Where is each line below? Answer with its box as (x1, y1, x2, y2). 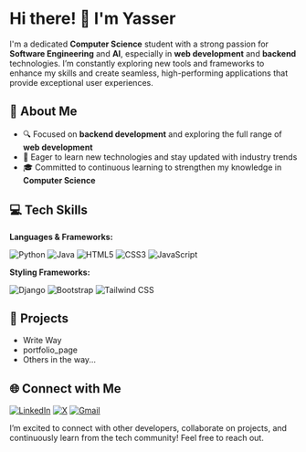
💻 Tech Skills (9, 203, 89, 218)
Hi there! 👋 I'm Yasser (9, 8, 176, 29)
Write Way (22, 335, 62, 346)
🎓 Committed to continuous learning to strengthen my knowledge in (22, 162, 282, 173)
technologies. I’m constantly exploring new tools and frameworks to (9, 58, 265, 68)
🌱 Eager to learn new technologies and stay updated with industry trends (22, 151, 298, 163)
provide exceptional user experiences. (9, 77, 153, 88)
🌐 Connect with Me (9, 381, 121, 396)
